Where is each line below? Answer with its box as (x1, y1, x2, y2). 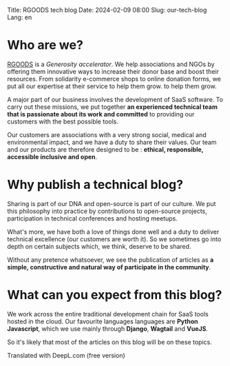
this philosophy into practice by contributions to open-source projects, (7, 207, 208, 215)
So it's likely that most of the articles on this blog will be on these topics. (7, 338, 212, 346)
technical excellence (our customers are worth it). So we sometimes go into (7, 234, 222, 243)
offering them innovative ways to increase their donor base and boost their (7, 67, 219, 75)
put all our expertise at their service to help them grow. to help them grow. (7, 82, 217, 90)
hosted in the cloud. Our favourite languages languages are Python (7, 317, 198, 325)
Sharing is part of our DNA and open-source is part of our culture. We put (7, 199, 216, 207)
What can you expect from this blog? (7, 287, 222, 303)
